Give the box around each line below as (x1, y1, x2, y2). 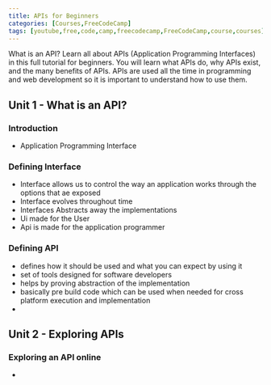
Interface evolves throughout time (19, 197, 133, 206)
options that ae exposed (19, 188, 101, 198)
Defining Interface (8, 161, 82, 172)
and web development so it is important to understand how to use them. (8, 74, 248, 85)
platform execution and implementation (19, 295, 151, 305)
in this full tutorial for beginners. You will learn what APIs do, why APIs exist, (8, 57, 261, 67)
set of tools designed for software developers (19, 269, 172, 279)
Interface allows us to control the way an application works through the (19, 180, 256, 189)
